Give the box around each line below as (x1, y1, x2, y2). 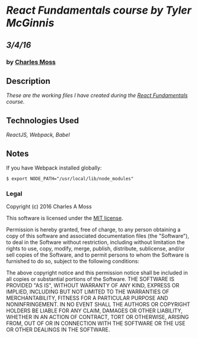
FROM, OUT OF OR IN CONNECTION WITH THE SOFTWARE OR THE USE (6, 320, 186, 327)
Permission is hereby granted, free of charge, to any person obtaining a (6, 226, 181, 233)
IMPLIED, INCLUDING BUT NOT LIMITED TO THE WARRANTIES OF (6, 288, 170, 295)
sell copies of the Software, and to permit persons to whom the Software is (6, 251, 190, 259)
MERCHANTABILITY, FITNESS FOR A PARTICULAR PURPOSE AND (6, 295, 168, 302)
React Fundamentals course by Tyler (6, 4, 191, 17)
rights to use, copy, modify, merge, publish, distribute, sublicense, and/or (6, 245, 185, 252)
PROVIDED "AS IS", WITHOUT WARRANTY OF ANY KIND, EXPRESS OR (6, 282, 180, 289)
